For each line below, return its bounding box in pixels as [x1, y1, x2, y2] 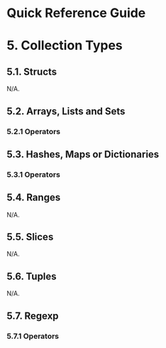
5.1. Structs [6, 65, 57, 77]
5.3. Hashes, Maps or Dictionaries [6, 148, 160, 161]
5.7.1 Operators [6, 331, 60, 341]
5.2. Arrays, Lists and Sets [6, 105, 126, 117]
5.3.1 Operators [6, 169, 61, 179]
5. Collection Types [6, 38, 123, 54]
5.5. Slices [6, 231, 54, 243]
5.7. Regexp [6, 310, 59, 322]
